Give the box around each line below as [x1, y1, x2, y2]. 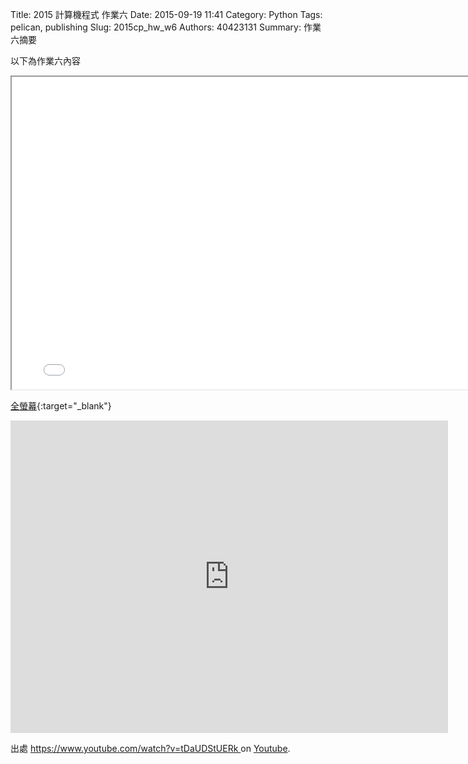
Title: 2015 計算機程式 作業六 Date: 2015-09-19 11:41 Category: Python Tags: [10, 9, 323, 20]
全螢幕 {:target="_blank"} [10, 400, 112, 412]
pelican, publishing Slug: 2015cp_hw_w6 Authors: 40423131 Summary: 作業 [10, 21, 322, 33]
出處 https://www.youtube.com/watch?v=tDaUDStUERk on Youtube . [10, 743, 291, 754]
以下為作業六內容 [10, 55, 81, 67]
